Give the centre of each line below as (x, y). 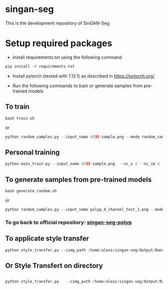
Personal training (32, 152)
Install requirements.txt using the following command (67, 57)
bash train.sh (20, 118)
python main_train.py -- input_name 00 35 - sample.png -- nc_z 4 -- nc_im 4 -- (86, 164)
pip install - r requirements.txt (40, 66)
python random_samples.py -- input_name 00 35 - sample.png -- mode (72, 137)
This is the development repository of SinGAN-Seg (57, 23)
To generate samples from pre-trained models (78, 180)
